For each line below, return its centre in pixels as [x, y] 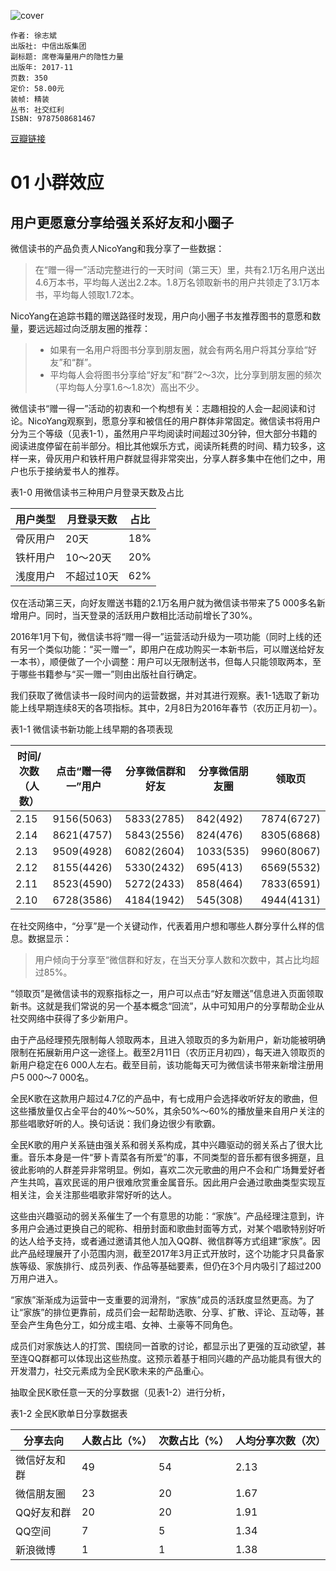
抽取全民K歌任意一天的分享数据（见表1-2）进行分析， [120, 1392]
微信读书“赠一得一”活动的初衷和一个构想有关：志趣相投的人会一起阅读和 [159, 408]
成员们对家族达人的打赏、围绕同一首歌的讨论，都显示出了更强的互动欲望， [163, 1346]
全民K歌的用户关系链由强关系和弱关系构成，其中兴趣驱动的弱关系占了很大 [162, 1144]
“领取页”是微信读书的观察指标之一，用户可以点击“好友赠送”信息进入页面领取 [167, 993]
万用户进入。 [36, 1278]
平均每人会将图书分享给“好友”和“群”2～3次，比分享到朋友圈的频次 [185, 374]
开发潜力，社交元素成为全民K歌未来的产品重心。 [110, 1371]
